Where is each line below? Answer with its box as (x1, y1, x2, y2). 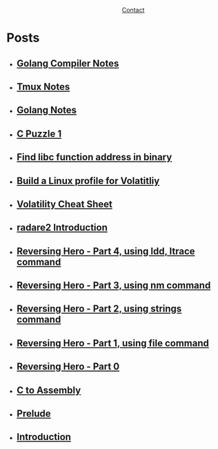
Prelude (16, 408, 51, 420)
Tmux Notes (16, 81, 70, 93)
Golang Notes (16, 104, 77, 116)
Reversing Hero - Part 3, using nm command (16, 280, 211, 292)
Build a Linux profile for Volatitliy (16, 175, 160, 187)
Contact (121, 6, 145, 14)
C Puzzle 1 (16, 128, 62, 140)
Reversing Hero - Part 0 (16, 361, 120, 372)
